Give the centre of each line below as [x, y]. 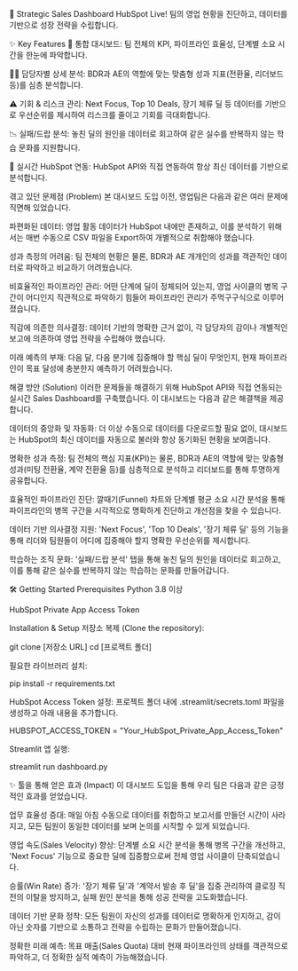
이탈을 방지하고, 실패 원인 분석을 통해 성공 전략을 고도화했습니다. [137, 897]
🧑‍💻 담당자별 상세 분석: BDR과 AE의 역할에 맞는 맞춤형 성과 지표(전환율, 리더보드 [146, 74]
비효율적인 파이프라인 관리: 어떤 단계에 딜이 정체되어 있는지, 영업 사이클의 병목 [144, 286]
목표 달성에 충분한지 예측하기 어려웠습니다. [99, 368]
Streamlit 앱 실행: [39, 749]
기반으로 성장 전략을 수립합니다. [64, 25]
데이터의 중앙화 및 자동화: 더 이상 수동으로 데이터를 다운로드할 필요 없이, [133, 428]
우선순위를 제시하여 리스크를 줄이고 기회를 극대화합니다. [114, 115]
